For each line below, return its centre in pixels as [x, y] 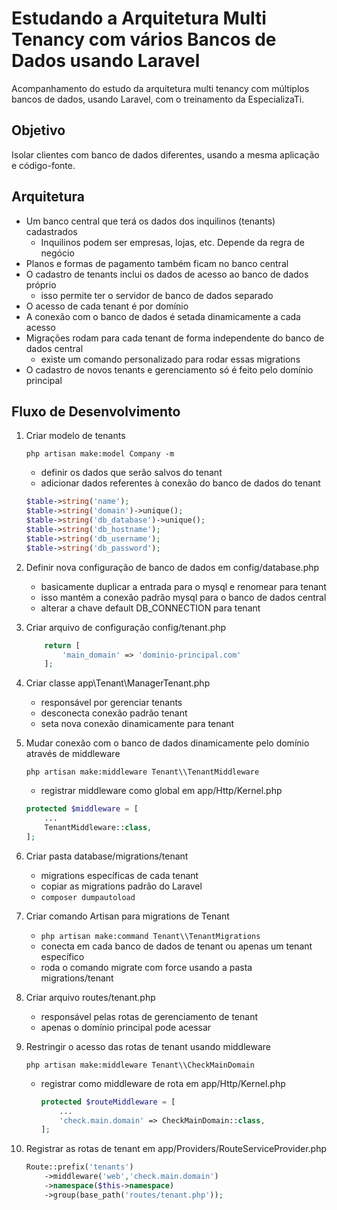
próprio [41, 284]
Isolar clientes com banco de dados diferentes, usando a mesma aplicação [165, 154]
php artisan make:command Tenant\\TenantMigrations [150, 936]
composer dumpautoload [88, 897]
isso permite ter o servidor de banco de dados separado [157, 295]
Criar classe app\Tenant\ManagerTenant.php [118, 683]
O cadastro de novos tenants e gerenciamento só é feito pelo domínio [169, 369]
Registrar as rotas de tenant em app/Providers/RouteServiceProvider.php [176, 1149]
